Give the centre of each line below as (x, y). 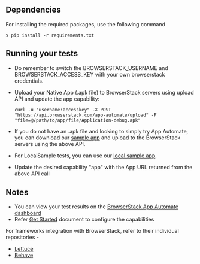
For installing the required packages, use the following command (86, 24)
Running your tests (42, 54)
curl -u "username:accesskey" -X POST (63, 110)
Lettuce (24, 249)
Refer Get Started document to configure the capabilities (84, 219)
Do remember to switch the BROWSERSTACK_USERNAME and (91, 68)
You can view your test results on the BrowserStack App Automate (96, 207)
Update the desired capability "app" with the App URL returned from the (103, 167)
